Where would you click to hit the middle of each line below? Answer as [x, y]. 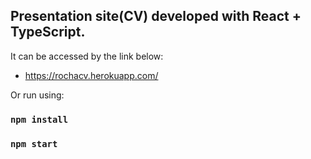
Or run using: [37, 95]
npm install [39, 119]
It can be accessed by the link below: [87, 56]
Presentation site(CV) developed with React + [156, 16]
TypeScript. [48, 32]
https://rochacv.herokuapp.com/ [91, 75]
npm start [34, 143]
